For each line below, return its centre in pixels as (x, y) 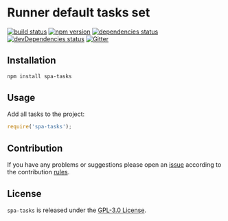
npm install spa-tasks (39, 76)
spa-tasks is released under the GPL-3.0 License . (77, 210)
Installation (32, 61)
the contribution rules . (38, 172)
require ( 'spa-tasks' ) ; (39, 127)
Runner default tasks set (79, 13)
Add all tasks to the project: (46, 114)
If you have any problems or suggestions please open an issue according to (114, 165)
